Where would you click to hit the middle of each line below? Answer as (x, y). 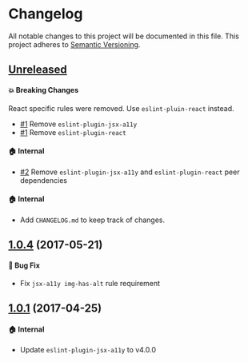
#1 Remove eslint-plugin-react (73, 132)
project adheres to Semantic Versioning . (74, 44)
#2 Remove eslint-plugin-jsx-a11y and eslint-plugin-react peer (130, 172)
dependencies (44, 180)
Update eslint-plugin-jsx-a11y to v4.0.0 (88, 350)
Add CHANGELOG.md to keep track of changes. (92, 220)
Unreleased (38, 70)
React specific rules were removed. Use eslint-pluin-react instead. (121, 108)
